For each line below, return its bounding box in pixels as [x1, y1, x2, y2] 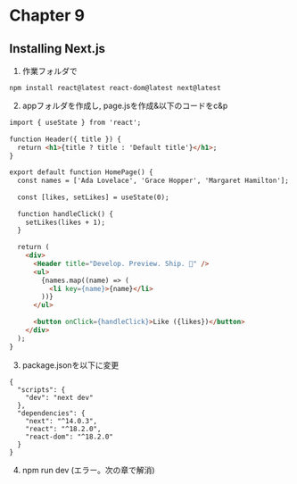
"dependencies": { [17, 408, 87, 418]
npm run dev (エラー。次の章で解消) [21, 464, 155, 475]
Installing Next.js [9, 41, 105, 56]
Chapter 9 [9, 5, 85, 26]
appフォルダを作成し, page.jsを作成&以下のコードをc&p [21, 100, 228, 111]
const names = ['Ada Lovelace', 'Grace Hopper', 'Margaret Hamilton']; [17, 176, 290, 186]
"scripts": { [17, 385, 66, 394]
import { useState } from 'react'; [9, 118, 142, 127]
